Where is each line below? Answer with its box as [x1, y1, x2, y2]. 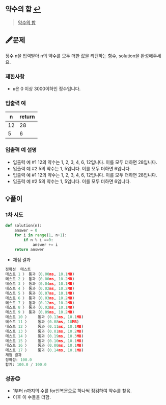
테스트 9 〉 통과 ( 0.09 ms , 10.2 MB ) [5, 310, 75, 315]
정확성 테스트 [5, 267, 31, 272]
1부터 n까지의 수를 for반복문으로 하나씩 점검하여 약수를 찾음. [12, 388, 132, 394]
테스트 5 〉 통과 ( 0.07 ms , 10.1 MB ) [5, 290, 75, 296]
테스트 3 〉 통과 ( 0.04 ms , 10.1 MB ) [5, 281, 75, 286]
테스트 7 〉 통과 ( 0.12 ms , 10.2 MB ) [5, 300, 75, 305]
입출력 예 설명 [5, 146, 37, 153]
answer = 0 [14, 228, 38, 233]
